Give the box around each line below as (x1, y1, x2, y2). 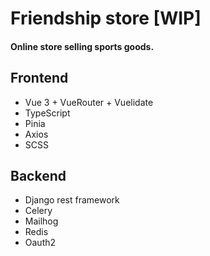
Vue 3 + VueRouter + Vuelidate (24, 96, 154, 108)
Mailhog (24, 215, 59, 227)
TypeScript (24, 107, 71, 119)
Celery (24, 205, 53, 217)
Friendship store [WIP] (10, 7, 202, 30)
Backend (10, 167, 67, 184)
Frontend (10, 70, 69, 87)
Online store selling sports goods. (10, 40, 155, 52)
